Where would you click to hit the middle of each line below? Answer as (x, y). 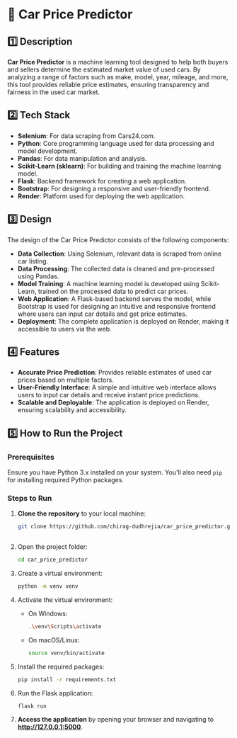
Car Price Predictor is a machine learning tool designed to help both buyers (118, 62)
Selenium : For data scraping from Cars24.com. (86, 136)
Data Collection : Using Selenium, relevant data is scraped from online (119, 254)
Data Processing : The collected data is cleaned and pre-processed (116, 268)
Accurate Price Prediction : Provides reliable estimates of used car (115, 373)
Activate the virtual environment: (65, 600)
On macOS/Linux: (54, 640)
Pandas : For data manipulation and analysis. (82, 158)
